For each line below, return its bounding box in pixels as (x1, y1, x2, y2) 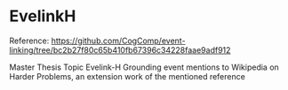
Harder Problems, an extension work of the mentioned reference (9, 71, 246, 81)
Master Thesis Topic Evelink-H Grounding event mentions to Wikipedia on (9, 62, 280, 72)
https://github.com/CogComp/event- (51, 35, 186, 46)
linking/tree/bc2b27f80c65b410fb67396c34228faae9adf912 (9, 44, 231, 55)
